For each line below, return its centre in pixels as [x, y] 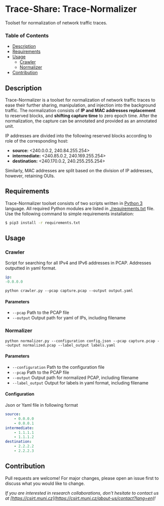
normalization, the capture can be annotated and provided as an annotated [81, 121]
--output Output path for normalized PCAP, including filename [75, 377]
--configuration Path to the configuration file [58, 367]
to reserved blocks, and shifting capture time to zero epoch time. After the [81, 116]
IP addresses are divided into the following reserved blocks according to [79, 136]
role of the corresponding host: [37, 141]
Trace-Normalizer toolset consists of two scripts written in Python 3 [74, 203]
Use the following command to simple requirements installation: [70, 214]
